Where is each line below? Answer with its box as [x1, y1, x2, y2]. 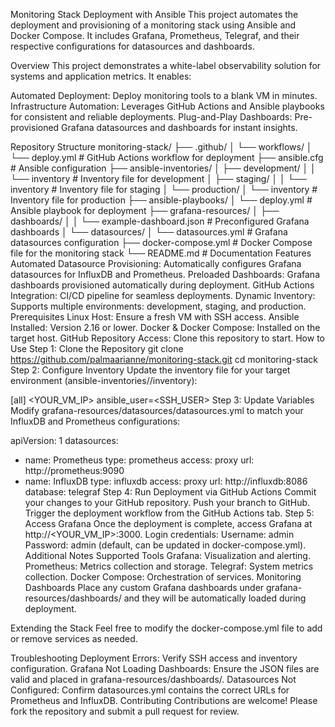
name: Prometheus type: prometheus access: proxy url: [24, 454, 255, 466]
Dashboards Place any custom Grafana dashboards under [24, 582, 265, 593]
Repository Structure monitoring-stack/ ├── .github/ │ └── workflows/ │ [10, 141, 313, 153]
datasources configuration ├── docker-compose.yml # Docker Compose [10, 237, 313, 248]
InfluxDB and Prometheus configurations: [10, 415, 181, 427]
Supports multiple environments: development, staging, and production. [10, 300, 307, 312]
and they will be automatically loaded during [123, 592, 307, 604]
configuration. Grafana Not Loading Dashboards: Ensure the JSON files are [10, 663, 320, 674]
